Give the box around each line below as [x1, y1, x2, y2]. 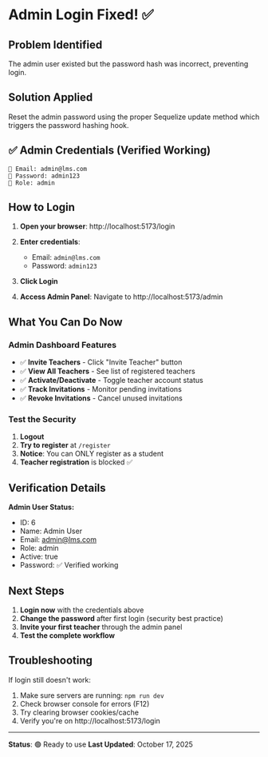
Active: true [19, 552, 58, 561]
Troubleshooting [8, 654, 93, 667]
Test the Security [8, 414, 77, 425]
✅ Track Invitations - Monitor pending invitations [19, 384, 182, 394]
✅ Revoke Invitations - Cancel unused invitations [19, 393, 183, 403]
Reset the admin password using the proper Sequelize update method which [8, 112, 260, 122]
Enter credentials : [19, 237, 81, 247]
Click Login [19, 277, 58, 286]
